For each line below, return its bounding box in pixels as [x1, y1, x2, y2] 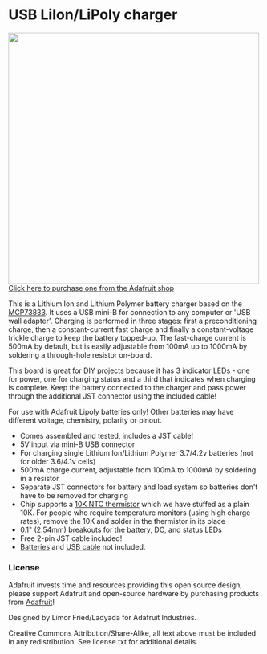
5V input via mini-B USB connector [19, 439, 136, 449]
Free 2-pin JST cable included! [19, 533, 123, 543]
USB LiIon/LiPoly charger [8, 6, 178, 24]
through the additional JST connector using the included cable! [8, 391, 217, 401]
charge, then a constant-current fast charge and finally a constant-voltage [8, 324, 254, 334]
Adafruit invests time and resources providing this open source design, [8, 580, 243, 590]
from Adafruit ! [8, 597, 55, 607]
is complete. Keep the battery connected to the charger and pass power [8, 382, 247, 392]
